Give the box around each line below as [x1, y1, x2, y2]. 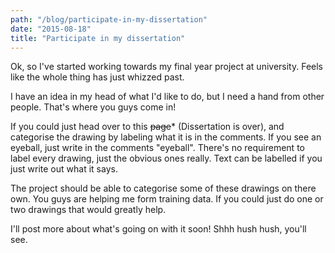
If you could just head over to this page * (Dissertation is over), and [10, 121, 285, 133]
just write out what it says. [10, 163, 118, 175]
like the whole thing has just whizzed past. [10, 71, 185, 83]
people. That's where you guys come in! [10, 101, 177, 113]
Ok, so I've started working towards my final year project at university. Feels [10, 61, 323, 73]
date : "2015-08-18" [10, 24, 92, 34]
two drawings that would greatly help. [10, 204, 167, 216]
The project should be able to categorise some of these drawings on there [10, 182, 317, 195]
